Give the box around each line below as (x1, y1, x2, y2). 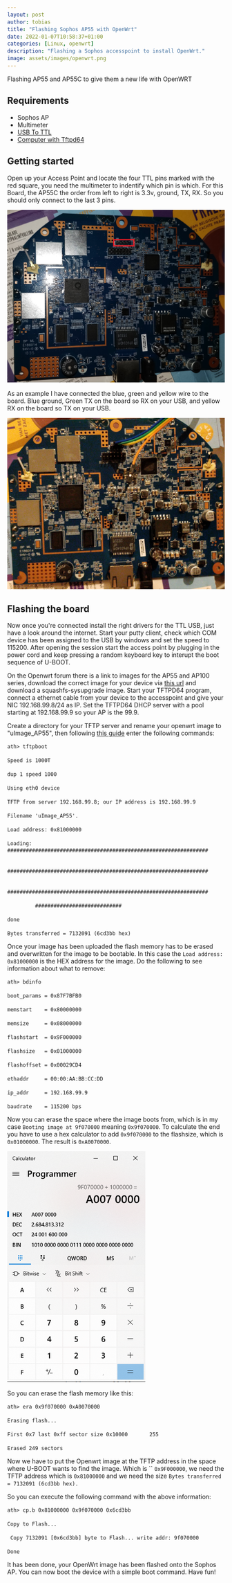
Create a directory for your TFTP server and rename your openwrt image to (7, 722, 222, 730)
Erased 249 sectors (7, 1445, 64, 1452)
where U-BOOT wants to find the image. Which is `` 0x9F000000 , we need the (7, 1465, 224, 1473)
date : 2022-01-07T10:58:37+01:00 (7, 33, 104, 40)
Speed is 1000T (7, 757, 51, 764)
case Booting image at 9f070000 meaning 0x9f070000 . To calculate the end (7, 1123, 220, 1131)
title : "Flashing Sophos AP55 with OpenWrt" (7, 26, 137, 33)
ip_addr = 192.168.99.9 (7, 1089, 88, 1096)
